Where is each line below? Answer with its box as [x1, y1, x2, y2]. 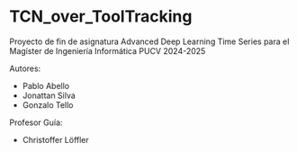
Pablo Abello [22, 80, 70, 91]
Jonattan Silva [22, 90, 76, 101]
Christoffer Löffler [22, 134, 90, 145]
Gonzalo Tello [22, 99, 74, 110]
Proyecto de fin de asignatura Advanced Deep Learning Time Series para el [9, 36, 290, 47]
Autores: [9, 63, 41, 74]
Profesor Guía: [9, 117, 63, 128]
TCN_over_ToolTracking [9, 6, 193, 27]
